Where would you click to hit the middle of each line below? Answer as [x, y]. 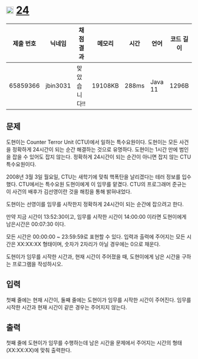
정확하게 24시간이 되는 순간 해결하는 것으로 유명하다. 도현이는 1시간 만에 [95, 149]
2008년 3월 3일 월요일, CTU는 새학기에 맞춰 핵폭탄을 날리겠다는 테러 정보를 [93, 177]
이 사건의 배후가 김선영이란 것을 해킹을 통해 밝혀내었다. [69, 191]
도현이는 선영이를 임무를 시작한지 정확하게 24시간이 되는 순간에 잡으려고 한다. [95, 204]
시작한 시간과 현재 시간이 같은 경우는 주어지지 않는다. [67, 307]
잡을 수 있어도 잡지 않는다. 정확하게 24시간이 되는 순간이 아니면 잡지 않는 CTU [102, 157]
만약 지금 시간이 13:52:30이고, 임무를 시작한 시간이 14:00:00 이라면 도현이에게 [96, 216]
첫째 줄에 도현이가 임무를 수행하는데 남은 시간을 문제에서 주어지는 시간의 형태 [94, 343]
